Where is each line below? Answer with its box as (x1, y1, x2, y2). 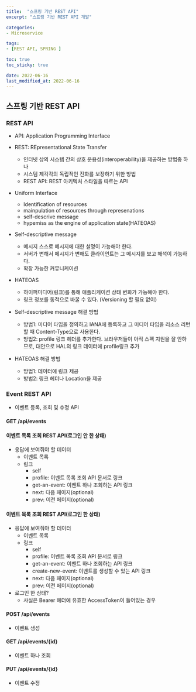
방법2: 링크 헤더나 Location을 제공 (23, 375, 102, 382)
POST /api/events (6, 611, 50, 618)
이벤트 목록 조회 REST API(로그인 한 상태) (6, 511, 101, 518)
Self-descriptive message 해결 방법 (14, 309, 98, 316)
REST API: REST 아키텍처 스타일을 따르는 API (23, 178, 128, 185)
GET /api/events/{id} (6, 638, 58, 645)
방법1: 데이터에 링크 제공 (23, 368, 79, 375)
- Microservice (6, 30, 43, 36)
